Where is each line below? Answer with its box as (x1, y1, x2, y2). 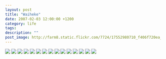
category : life (5, 21, 37, 26)
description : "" (5, 30, 39, 35)
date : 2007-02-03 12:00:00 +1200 (5, 16, 74, 21)
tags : (5, 26, 16, 31)
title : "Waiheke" (5, 12, 41, 17)
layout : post (5, 7, 32, 12)
